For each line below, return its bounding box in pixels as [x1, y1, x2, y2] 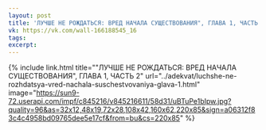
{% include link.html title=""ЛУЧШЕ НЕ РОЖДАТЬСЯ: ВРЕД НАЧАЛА [8, 63, 237, 72]
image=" [8, 88, 37, 97]
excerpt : [8, 41, 37, 49]
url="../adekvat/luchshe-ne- [145, 71, 237, 81]
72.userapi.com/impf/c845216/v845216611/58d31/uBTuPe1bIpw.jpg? [8, 97, 233, 106]
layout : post [8, 11, 52, 20]
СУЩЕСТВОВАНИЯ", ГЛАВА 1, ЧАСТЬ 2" [8, 71, 144, 81]
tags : [8, 33, 26, 42]
